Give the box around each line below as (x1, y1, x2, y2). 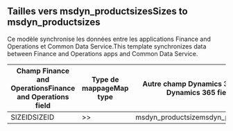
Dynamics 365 (166, 87, 216, 97)
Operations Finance (10, 83, 76, 93)
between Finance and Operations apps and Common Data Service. (7, 49, 198, 58)
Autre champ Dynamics (141, 79, 223, 89)
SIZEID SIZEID (10, 112, 55, 122)
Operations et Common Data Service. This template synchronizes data (7, 42, 207, 51)
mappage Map (82, 83, 129, 93)
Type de (91, 74, 119, 84)
